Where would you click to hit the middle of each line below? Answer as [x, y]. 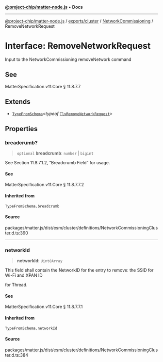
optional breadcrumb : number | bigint [55, 153]
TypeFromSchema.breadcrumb [32, 206]
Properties [21, 129]
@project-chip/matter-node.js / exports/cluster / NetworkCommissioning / [79, 21]
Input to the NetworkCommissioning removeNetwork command [68, 59]
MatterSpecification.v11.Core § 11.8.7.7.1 [44, 307]
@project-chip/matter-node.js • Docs [44, 7]
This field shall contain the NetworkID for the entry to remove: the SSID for [79, 270]
